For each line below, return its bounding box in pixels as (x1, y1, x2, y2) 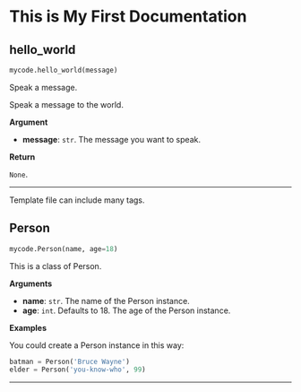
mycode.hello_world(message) (9, 65, 118, 74)
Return (9, 151, 36, 162)
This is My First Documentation (9, 6, 247, 27)
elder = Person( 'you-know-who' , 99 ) (9, 365, 146, 374)
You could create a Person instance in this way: (9, 339, 185, 351)
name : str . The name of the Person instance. (21, 295, 190, 306)
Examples (9, 322, 47, 333)
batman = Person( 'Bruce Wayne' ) (9, 357, 130, 366)
